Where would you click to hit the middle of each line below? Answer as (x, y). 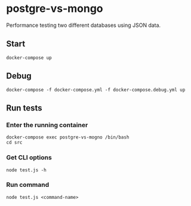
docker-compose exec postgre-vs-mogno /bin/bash (68, 137)
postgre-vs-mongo (55, 9)
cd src (14, 143)
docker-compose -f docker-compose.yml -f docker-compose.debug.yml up (96, 90)
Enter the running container (47, 125)
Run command (28, 185)
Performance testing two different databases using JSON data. (84, 25)
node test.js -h (26, 170)
